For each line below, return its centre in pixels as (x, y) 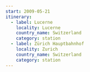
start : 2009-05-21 (28, 11)
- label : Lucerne (32, 22)
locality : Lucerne (38, 28)
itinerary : (19, 17)
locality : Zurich (37, 49)
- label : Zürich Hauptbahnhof (47, 44)
